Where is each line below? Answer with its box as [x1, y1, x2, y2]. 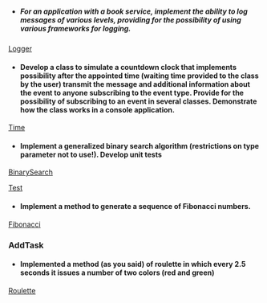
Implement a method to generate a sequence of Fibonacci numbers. [19, 201, 251, 211]
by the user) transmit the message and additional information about [19, 79, 251, 88]
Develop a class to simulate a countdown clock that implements [19, 62, 237, 72]
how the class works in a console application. [19, 104, 175, 114]
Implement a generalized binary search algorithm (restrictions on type [19, 141, 259, 150]
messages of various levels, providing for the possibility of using [19, 14, 242, 24]
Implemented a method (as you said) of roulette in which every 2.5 [19, 260, 246, 269]
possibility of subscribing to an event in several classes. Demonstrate [19, 96, 257, 106]
